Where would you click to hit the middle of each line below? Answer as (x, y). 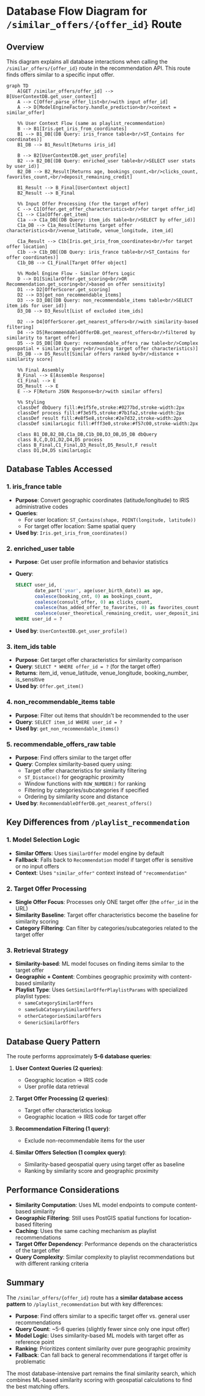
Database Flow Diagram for (77, 11)
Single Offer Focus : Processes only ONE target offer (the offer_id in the (107, 901)
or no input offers (37, 866)
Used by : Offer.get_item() (49, 686)
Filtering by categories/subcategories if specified (86, 790)
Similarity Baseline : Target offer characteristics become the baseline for (107, 915)
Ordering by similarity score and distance (76, 797)
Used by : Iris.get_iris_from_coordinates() (71, 533)
